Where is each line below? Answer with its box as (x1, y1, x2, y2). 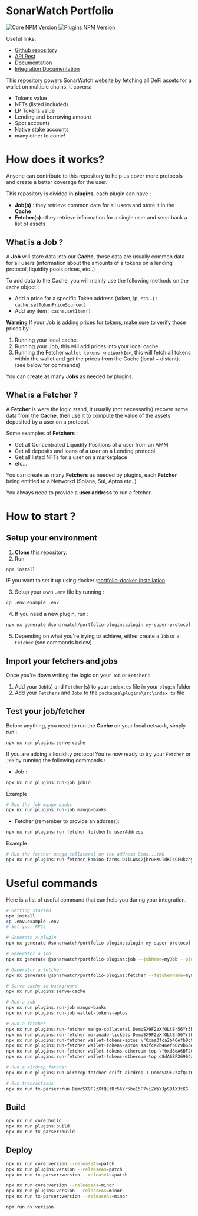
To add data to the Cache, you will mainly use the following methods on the (6, 277, 189, 284)
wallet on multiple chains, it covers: (6, 83, 92, 90)
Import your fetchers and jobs (6, 656, 118, 666)
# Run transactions (6, 1080, 54, 1086)
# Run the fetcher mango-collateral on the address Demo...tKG (6, 851, 165, 857)
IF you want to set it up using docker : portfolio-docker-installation (6, 577, 166, 584)
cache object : (6, 283, 39, 290)
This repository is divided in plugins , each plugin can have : (6, 190, 151, 197)
